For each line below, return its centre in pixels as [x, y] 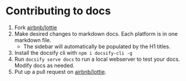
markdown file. [33, 40]
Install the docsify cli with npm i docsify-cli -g [73, 52]
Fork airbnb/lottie [36, 27]
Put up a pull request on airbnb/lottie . [60, 71]
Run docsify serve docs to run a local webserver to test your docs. [97, 59]
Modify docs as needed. [44, 65]
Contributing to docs [58, 11]
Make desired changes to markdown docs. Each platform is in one [96, 33]
